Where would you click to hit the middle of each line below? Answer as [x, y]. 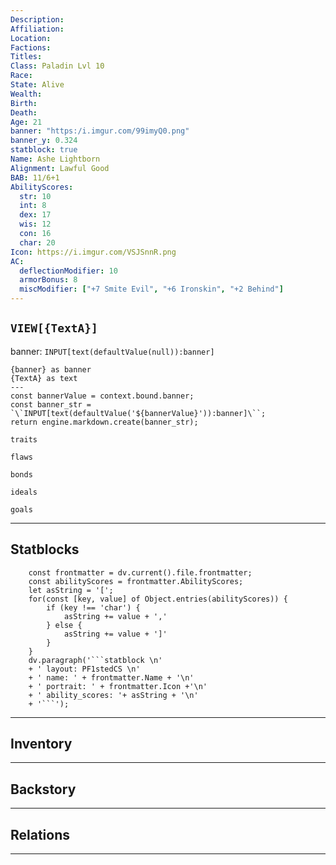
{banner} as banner [51, 369]
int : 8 [33, 206]
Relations [40, 834]
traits [24, 439]
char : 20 [37, 242]
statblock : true [44, 150]
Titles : [26, 57]
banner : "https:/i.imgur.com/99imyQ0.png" [100, 131]
